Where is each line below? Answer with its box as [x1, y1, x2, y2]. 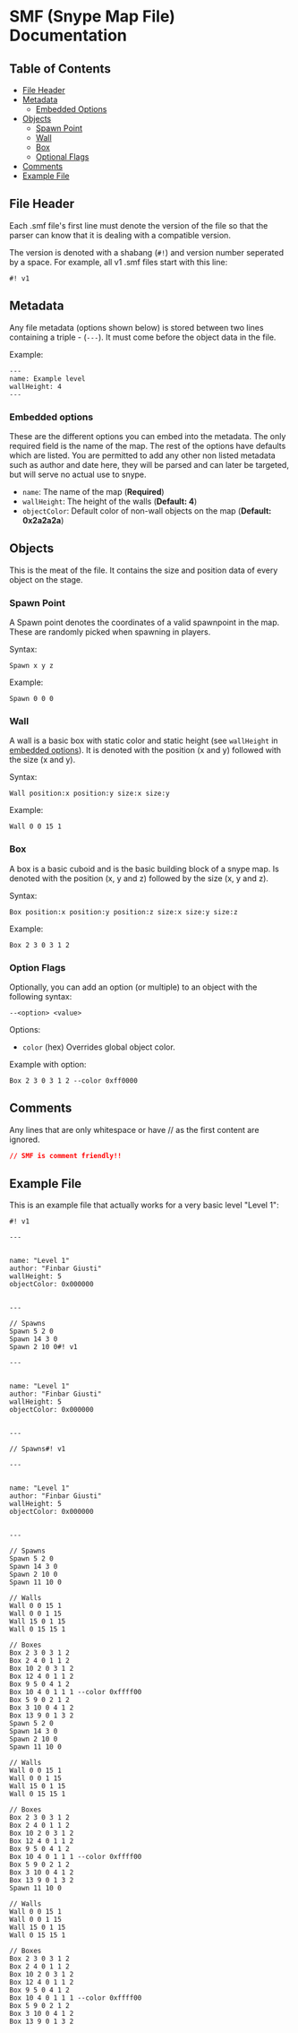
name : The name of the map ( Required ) [21, 486, 165, 497]
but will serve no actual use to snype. [9, 469, 147, 480]
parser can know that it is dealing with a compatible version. [9, 229, 231, 240]
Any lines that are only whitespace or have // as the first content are [9, 1124, 260, 1135]
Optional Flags [35, 151, 89, 162]
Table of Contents [9, 61, 112, 76]
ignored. [9, 1134, 40, 1145]
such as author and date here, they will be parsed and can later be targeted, [9, 459, 289, 470]
